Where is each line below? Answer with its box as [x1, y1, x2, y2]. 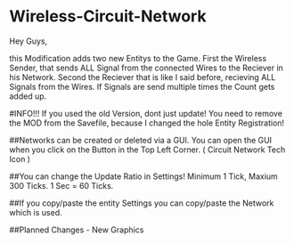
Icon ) [9, 153, 31, 164]
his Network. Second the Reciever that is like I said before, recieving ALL [9, 71, 276, 82]
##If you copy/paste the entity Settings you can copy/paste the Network [9, 198, 274, 208]
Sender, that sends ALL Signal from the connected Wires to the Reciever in [9, 62, 283, 73]
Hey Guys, [9, 36, 48, 46]
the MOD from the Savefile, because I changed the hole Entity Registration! [9, 118, 285, 128]
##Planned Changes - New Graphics [9, 224, 144, 235]
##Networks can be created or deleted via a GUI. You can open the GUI [9, 134, 273, 145]
